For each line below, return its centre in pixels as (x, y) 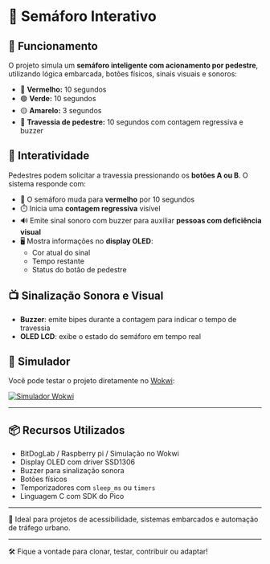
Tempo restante (58, 261)
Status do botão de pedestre (79, 269)
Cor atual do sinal (61, 252)
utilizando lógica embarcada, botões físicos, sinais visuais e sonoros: (123, 74)
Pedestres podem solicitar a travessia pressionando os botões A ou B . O (129, 175)
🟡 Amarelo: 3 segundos (61, 110)
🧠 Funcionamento (53, 46)
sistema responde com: (47, 183)
